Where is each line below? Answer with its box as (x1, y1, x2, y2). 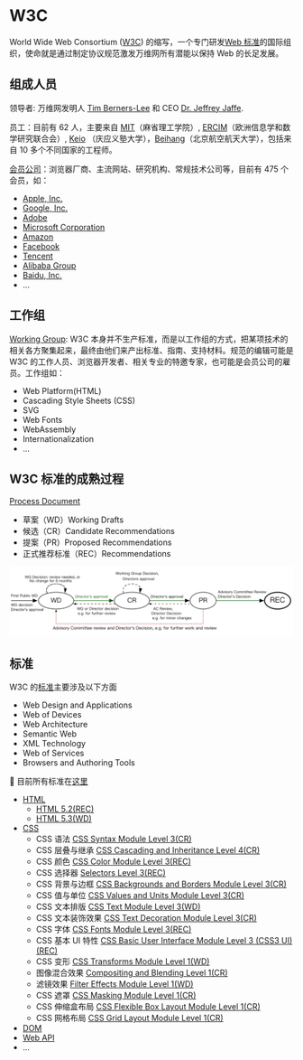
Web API (22, 1032, 55, 1044)
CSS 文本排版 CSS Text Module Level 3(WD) (35, 901, 201, 913)
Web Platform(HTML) (22, 385, 102, 396)
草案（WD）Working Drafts (22, 514, 124, 525)
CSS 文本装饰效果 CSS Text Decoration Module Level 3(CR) (35, 913, 257, 924)
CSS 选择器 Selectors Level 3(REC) (35, 868, 167, 878)
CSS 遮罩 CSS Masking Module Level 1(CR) (35, 990, 197, 1001)
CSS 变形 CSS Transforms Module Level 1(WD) (35, 956, 210, 967)
